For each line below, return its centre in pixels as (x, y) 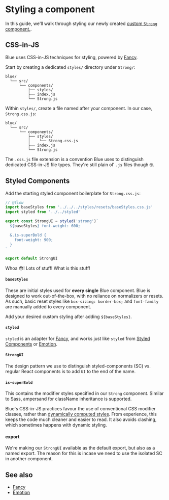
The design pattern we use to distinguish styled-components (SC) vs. (78, 366)
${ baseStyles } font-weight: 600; (45, 226)
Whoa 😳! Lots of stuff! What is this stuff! (48, 268)
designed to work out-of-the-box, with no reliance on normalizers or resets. (84, 296)
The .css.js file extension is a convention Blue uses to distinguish (74, 159)
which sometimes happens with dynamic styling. (56, 425)
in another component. (29, 459)
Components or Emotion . (31, 344)
